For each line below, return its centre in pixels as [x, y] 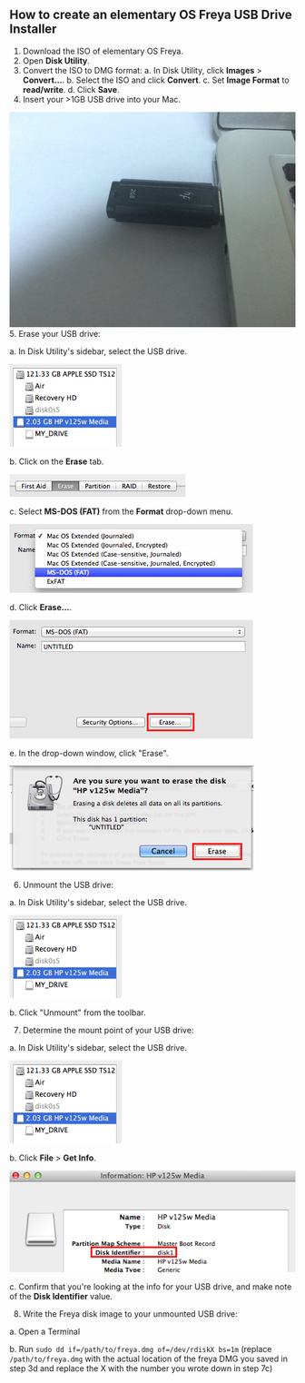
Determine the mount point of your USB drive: [108, 1030]
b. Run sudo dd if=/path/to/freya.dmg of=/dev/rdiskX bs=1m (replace [141, 1348]
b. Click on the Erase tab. [57, 461]
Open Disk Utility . [56, 60]
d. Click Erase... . [41, 607]
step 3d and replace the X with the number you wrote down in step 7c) [141, 1368]
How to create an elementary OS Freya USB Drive [151, 15]
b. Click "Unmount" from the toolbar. [78, 1013]
